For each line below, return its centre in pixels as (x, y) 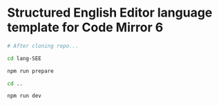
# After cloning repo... (43, 46)
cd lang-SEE (24, 58)
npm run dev (24, 96)
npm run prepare (30, 71)
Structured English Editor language (110, 13)
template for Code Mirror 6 (85, 27)
